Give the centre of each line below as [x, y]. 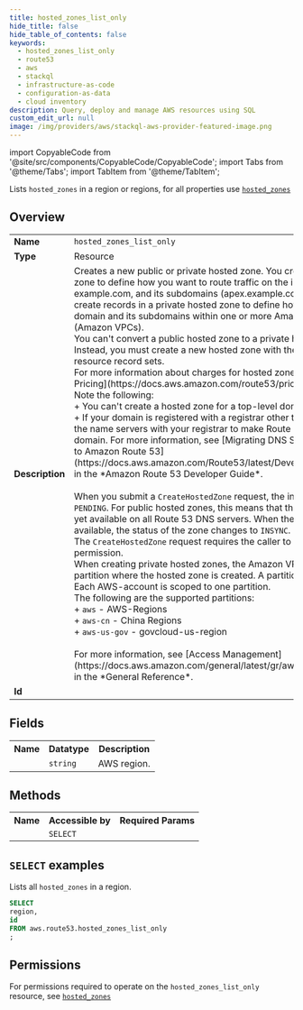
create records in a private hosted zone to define [177, 305]
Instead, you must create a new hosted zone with [178, 350]
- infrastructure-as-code [66, 85]
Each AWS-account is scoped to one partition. [172, 586]
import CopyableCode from [60, 152]
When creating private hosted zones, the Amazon [179, 564]
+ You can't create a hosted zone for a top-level [175, 406]
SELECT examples [57, 865]
